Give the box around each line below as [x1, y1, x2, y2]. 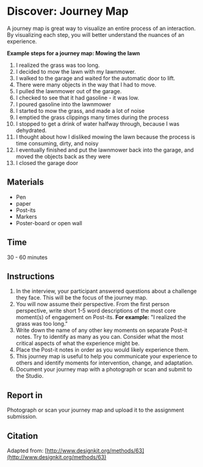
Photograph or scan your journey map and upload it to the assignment [7, 406, 185, 414]
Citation [7, 431, 39, 441]
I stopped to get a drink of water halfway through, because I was [15, 120, 180, 127]
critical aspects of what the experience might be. [15, 339, 140, 347]
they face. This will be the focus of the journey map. [15, 294, 148, 301]
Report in [7, 390, 43, 400]
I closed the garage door [15, 159, 79, 166]
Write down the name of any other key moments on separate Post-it [15, 326, 188, 334]
